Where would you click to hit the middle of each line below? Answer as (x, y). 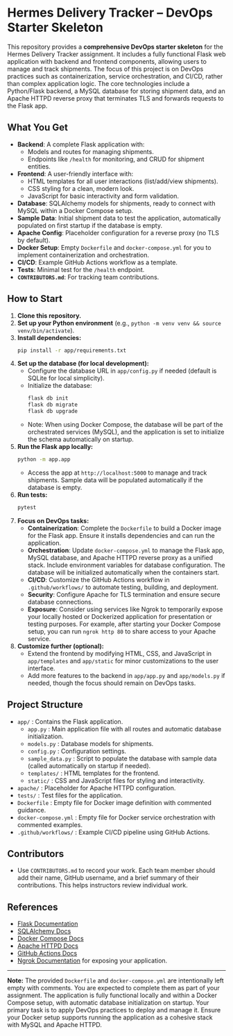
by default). (34, 240)
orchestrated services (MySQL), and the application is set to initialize (126, 432)
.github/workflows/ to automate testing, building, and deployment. (123, 587)
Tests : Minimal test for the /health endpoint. (81, 269)
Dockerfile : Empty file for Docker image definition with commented (114, 802)
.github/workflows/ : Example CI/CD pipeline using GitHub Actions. (113, 832)
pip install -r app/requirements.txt (72, 350)
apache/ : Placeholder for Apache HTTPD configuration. (96, 788)
